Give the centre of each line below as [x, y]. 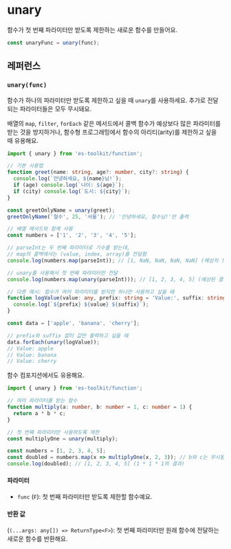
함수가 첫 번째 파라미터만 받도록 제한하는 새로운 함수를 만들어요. [92, 30]
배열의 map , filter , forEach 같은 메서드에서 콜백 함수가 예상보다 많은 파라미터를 [114, 123]
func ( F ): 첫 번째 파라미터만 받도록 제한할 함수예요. [85, 497]
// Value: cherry [32, 361]
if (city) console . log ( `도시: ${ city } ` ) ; [72, 191]
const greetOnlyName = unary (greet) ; [61, 210]
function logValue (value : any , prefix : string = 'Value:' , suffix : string [117, 298]
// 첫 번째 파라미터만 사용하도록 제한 [53, 432]
